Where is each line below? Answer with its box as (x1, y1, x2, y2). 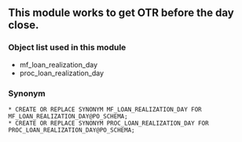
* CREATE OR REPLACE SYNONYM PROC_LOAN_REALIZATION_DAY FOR (8, 119, 210, 127)
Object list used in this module (8, 42, 126, 53)
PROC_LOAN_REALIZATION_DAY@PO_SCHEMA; (8, 126, 135, 134)
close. (8, 19, 39, 32)
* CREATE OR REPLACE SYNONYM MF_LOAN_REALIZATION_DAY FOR (8, 105, 202, 113)
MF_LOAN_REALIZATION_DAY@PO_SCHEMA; (8, 112, 128, 120)
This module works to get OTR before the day (8, 6, 234, 20)
